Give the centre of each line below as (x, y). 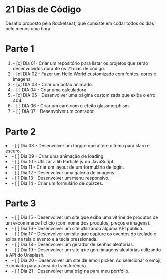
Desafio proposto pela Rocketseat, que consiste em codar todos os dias (80, 23)
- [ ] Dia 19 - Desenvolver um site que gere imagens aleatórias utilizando (87, 249)
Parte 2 (21, 132)
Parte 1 (20, 49)
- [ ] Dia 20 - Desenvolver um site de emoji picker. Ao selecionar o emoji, (87, 260)
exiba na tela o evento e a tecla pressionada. (51, 239)
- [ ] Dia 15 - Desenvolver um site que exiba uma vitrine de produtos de (85, 217)
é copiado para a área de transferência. (46, 265)
